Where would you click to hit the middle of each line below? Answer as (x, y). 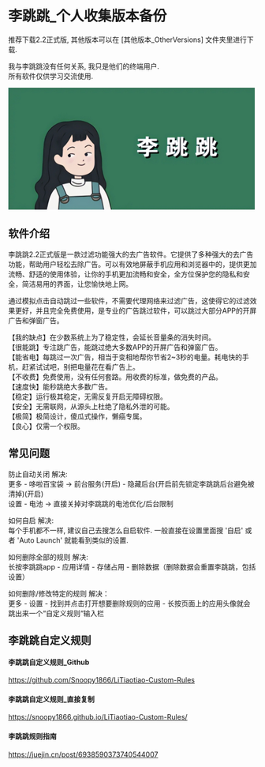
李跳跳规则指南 (32, 736)
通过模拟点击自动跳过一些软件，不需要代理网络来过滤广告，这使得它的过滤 (129, 300)
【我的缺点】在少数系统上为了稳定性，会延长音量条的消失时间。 (112, 337)
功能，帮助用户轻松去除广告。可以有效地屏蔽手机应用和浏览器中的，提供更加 (132, 264)
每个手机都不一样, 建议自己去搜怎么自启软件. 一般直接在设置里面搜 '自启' (126, 530)
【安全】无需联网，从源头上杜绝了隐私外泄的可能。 (91, 406)
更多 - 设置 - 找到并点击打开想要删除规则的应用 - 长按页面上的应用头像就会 (129, 603)
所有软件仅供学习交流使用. (51, 76)
